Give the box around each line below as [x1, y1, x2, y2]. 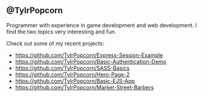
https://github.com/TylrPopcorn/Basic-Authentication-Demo [15, 58, 166, 65]
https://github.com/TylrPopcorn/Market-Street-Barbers [15, 84, 154, 91]
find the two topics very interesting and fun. [6, 28, 116, 35]
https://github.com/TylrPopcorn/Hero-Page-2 [15, 70, 130, 78]
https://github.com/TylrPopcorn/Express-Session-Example [15, 52, 163, 59]
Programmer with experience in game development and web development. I [6, 21, 197, 28]
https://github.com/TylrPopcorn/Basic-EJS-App [15, 77, 135, 84]
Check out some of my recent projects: [6, 39, 105, 47]
